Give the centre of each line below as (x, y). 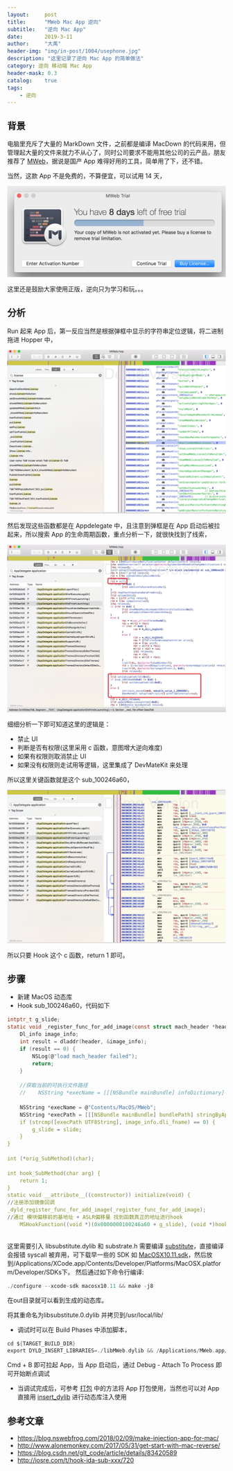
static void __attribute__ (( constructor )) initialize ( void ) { (99, 1195)
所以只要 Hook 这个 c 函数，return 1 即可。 (68, 955)
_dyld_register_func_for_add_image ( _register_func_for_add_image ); (107, 1210)
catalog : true (32, 80)
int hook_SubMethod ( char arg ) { (54, 1173)
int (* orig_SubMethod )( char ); (51, 1159)
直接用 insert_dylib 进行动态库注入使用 (72, 1397)
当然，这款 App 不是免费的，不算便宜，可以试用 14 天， (87, 176)
